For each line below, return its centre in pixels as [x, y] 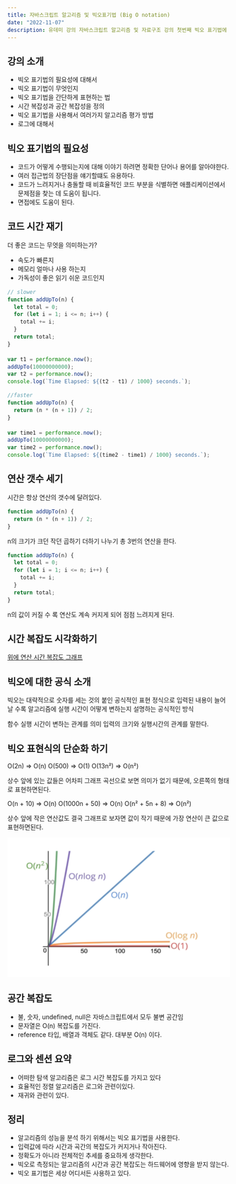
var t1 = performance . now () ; [50, 359]
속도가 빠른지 [36, 260]
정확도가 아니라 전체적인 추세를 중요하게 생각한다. [85, 1156]
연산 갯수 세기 [35, 479]
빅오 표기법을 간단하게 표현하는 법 [64, 97]
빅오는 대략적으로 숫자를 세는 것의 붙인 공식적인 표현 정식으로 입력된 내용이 [110, 700]
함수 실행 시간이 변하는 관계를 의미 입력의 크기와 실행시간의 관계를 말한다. [108, 724]
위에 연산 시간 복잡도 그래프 [45, 657]
